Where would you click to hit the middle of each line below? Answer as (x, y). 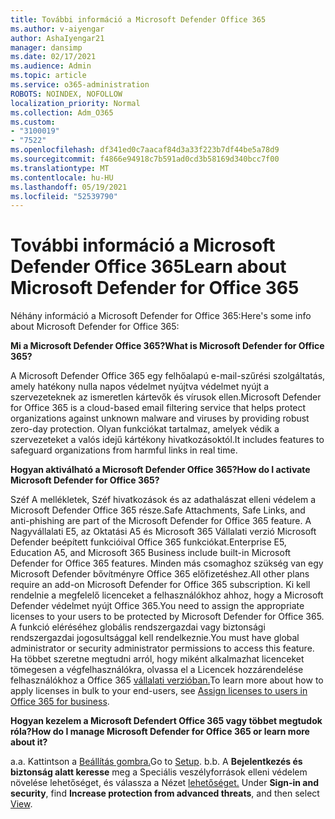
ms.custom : (33, 122)
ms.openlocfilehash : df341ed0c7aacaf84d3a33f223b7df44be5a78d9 (145, 150)
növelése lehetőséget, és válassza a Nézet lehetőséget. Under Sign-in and (165, 783)
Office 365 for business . (60, 702)
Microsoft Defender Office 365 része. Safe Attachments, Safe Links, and (158, 510)
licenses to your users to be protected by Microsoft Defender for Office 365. (167, 617)
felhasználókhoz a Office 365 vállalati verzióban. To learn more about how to (167, 680)
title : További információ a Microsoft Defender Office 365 (138, 19)
